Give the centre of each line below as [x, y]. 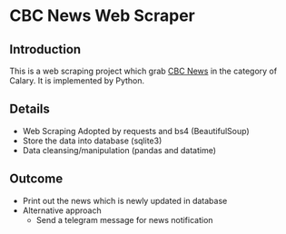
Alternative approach [62, 210]
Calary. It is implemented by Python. [77, 81]
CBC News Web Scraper [102, 16]
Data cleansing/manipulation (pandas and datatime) [119, 150]
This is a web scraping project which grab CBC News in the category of [143, 71]
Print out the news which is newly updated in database [125, 200]
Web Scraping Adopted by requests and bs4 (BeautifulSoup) [136, 131]
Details [30, 109]
